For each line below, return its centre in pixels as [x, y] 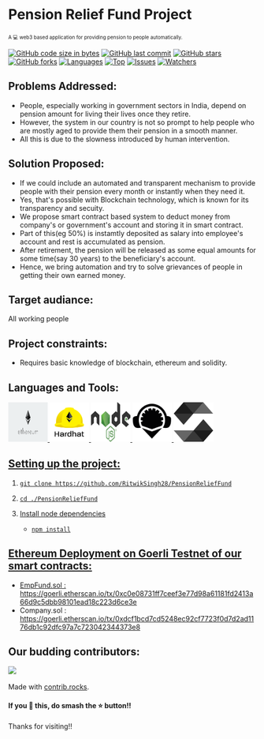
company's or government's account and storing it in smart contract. [131, 225]
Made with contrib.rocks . [49, 687]
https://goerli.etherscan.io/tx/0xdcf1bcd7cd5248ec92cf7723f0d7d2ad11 [137, 618]
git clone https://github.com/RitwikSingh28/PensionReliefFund [126, 483]
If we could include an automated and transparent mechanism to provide [138, 182]
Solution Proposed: [56, 164]
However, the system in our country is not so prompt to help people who [137, 122]
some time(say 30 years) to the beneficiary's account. [108, 258]
